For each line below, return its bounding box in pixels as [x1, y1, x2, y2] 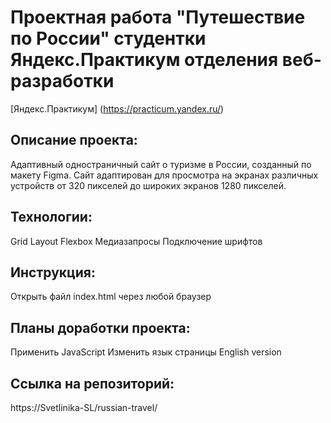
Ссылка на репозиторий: [10, 375, 175, 392]
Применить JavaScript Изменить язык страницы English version [10, 346, 282, 358]
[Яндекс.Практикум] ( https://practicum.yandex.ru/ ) [10, 102, 225, 115]
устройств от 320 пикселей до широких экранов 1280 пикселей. [10, 179, 287, 191]
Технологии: [10, 209, 93, 226]
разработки [10, 70, 115, 93]
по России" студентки [10, 27, 207, 50]
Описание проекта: [10, 132, 138, 149]
